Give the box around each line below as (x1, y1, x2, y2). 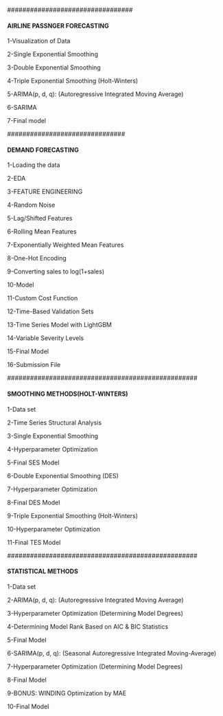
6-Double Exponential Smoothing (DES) (7, 471, 119, 480)
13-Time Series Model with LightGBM (7, 321, 112, 329)
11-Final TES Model (7, 538, 61, 546)
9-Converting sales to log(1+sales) (7, 267, 105, 276)
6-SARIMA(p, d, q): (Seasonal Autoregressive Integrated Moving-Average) (7, 649, 217, 657)
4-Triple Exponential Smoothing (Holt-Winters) (7, 77, 139, 85)
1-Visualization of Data (7, 37, 71, 45)
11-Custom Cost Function (7, 294, 78, 302)
